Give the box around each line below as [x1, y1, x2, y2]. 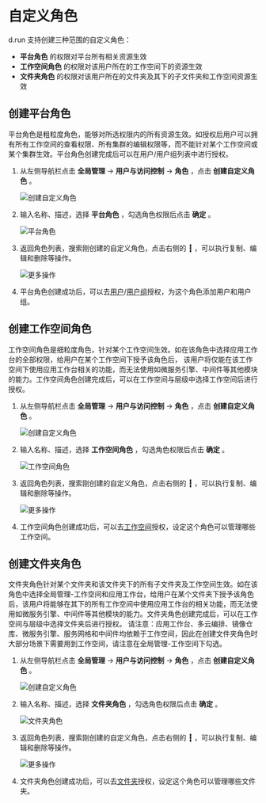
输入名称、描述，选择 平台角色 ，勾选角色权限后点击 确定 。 [19, 209, 215, 219]
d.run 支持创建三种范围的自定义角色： [8, 35, 132, 44]
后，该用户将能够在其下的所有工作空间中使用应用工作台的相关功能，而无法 [8, 599, 251, 609]
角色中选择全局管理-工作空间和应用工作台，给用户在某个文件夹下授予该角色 [8, 589, 255, 599]
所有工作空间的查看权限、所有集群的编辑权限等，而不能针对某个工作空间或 [14, 139, 258, 149]
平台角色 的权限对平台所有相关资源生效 [19, 51, 147, 61]
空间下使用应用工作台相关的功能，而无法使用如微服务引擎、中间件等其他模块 [8, 364, 258, 374]
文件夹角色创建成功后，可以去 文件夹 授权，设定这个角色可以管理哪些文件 [19, 777, 256, 786]
